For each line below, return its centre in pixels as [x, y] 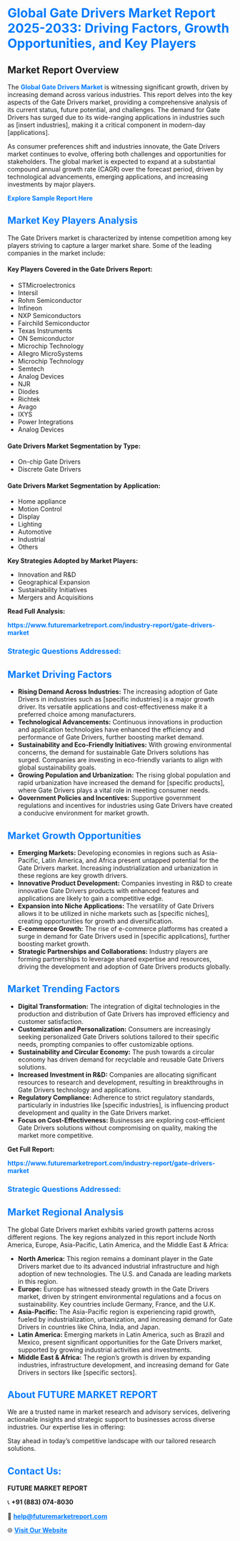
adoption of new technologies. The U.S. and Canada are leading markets [125, 1274]
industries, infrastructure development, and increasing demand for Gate [123, 1365]
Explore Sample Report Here [50, 198]
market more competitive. [56, 1135]
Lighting [30, 524]
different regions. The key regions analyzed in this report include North [112, 1237]
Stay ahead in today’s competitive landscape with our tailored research [112, 1441]
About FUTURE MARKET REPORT [83, 1395]
